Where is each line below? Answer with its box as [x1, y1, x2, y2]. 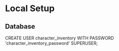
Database [5, 22, 35, 31]
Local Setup [5, 3, 55, 14]
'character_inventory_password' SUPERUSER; [5, 40, 98, 46]
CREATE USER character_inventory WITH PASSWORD [5, 35, 114, 41]
